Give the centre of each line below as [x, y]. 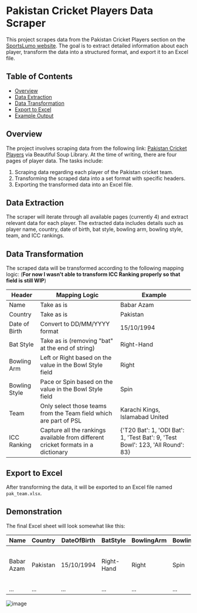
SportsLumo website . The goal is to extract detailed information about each [97, 46]
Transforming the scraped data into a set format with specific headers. [100, 178]
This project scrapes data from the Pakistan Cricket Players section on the [96, 39]
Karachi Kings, [140, 410]
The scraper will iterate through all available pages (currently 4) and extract [97, 217]
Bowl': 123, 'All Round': [152, 445]
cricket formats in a [67, 445]
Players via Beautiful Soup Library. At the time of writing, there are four [91, 154]
